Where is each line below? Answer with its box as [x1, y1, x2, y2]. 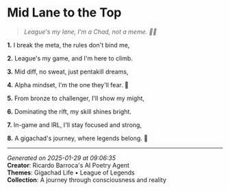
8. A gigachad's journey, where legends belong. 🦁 [7, 134, 149, 142]
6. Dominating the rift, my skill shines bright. [7, 107, 132, 115]
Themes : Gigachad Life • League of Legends [7, 168, 135, 177]
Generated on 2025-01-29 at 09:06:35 [7, 153, 116, 162]
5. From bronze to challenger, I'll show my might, [7, 94, 145, 102]
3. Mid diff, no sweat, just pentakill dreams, [7, 67, 129, 76]
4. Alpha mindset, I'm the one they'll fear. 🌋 [7, 80, 129, 89]
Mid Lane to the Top [7, 5, 122, 21]
